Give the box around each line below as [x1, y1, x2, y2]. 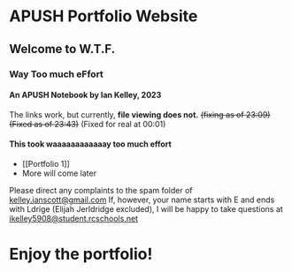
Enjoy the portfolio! [9, 245, 153, 264]
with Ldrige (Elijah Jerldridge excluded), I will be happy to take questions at [9, 203, 283, 214]
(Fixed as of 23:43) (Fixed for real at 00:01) [9, 118, 166, 129]
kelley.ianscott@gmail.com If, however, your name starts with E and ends [9, 194, 275, 205]
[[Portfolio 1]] [21, 158, 71, 169]
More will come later [21, 168, 97, 178]
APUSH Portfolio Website [9, 6, 198, 26]
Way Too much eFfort [9, 68, 104, 80]
